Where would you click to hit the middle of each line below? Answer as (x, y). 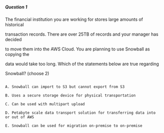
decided (14, 39)
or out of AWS (20, 117)
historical (15, 24)
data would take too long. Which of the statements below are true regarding (82, 64)
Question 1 (16, 7)
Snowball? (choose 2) (27, 73)
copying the (17, 54)
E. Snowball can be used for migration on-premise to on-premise (74, 126)
